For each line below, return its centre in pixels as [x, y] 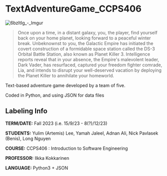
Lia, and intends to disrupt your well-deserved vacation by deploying [90, 70]
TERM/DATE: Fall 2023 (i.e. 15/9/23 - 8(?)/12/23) [56, 123]
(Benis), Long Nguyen [28, 138]
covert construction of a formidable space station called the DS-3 [86, 49]
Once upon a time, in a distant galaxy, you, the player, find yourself [88, 32]
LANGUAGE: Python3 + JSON [37, 168]
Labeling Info [26, 111]
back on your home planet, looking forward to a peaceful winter [84, 38]
